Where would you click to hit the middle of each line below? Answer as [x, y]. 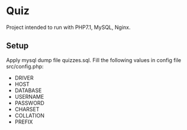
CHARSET [27, 109]
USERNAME [29, 96]
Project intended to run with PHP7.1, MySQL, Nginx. [68, 27]
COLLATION [30, 115]
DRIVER [24, 77]
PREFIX [24, 122]
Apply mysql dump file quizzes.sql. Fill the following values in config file [94, 60]
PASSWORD [29, 103]
